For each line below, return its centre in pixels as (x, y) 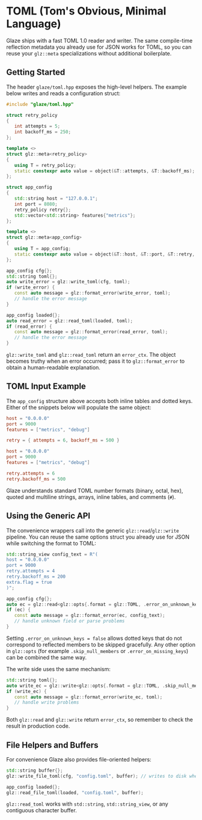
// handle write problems (47, 703)
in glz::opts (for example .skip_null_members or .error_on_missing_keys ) (97, 651)
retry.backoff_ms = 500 (36, 479)
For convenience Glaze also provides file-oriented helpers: (79, 759)
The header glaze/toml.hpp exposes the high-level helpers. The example (96, 87)
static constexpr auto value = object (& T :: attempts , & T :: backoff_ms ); (105, 171)
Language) (34, 24)
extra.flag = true (29, 582)
